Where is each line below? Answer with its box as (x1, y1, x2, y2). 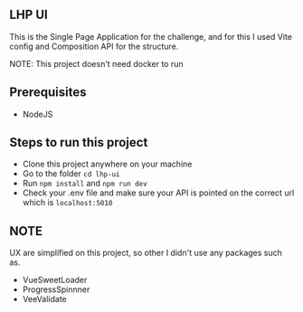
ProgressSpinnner (22, 284, 90, 295)
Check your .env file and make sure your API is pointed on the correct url (22, 187, 295, 198)
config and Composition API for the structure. (9, 41, 179, 52)
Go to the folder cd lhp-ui (22, 168, 120, 179)
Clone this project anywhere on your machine (22, 158, 193, 170)
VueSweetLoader (22, 275, 88, 286)
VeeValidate (22, 294, 67, 305)
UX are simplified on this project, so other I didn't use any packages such (9, 248, 283, 259)
